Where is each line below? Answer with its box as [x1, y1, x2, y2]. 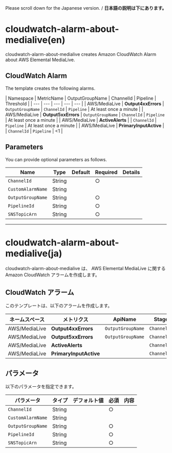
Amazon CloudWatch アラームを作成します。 [5, 272, 100, 278]
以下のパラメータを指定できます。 [5, 384, 77, 390]
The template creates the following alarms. [5, 85, 96, 91]
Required [95, 168, 118, 176]
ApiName [113, 316, 137, 323]
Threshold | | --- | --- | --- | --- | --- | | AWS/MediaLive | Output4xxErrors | [5, 100, 164, 107]
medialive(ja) [5, 248, 62, 259]
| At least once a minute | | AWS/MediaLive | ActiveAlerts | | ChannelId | [5, 117, 157, 123]
